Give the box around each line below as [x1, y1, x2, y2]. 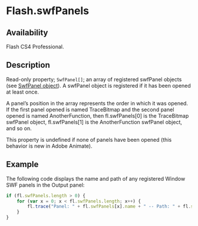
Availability [6, 28, 48, 38]
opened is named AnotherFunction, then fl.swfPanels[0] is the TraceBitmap [6, 112, 189, 119]
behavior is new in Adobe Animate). [6, 142, 93, 149]
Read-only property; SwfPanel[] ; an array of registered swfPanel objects [6, 75, 182, 83]
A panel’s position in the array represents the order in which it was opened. [6, 99, 189, 107]
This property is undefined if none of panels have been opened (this [6, 136, 172, 143]
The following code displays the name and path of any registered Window [6, 175, 186, 182]
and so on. [6, 125, 32, 132]
